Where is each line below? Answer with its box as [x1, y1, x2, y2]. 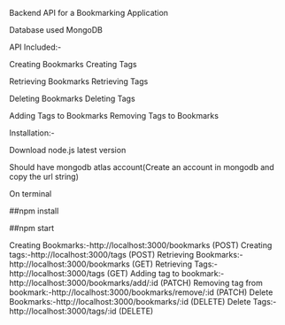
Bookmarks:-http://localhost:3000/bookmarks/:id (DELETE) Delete [9, 297, 251, 306]
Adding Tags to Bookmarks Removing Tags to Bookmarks [9, 111, 220, 120]
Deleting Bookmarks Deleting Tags [9, 93, 135, 104]
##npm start [9, 223, 55, 233]
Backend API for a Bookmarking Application [9, 8, 169, 18]
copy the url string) [9, 172, 80, 182]
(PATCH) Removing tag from [159, 278, 264, 288]
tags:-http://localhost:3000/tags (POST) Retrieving [9, 250, 195, 259]
